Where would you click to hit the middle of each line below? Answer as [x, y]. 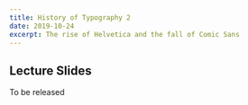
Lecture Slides [51, 70]
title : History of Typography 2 [70, 17]
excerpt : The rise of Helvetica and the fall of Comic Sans [125, 34]
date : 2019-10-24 [42, 26]
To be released [37, 92]
